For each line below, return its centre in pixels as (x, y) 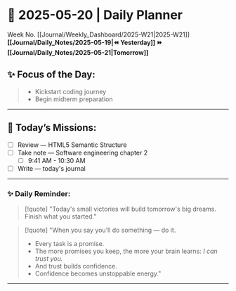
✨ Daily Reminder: (39, 193)
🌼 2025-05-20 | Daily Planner (95, 15)
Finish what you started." (60, 216)
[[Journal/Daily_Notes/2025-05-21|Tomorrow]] (78, 52)
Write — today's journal (51, 168)
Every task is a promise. (70, 244)
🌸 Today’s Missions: (52, 128)
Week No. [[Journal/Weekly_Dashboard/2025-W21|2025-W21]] (99, 34)
